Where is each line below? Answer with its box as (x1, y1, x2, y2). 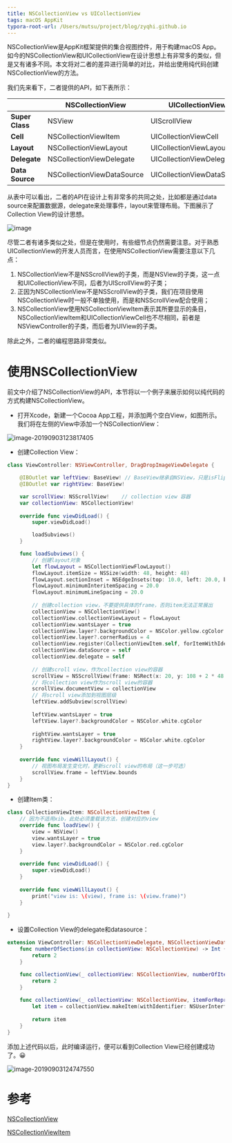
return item (32, 1016, 67, 1023)
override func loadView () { (19, 822, 100, 829)
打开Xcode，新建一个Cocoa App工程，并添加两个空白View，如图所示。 (17, 411, 221, 419)
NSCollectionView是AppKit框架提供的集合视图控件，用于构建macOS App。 (7, 43, 220, 51)
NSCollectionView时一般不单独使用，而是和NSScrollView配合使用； (17, 296, 210, 304)
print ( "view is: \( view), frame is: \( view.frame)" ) (32, 893, 187, 899)
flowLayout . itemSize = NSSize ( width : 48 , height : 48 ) (32, 569, 190, 576)
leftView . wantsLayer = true (32, 711, 113, 718)
